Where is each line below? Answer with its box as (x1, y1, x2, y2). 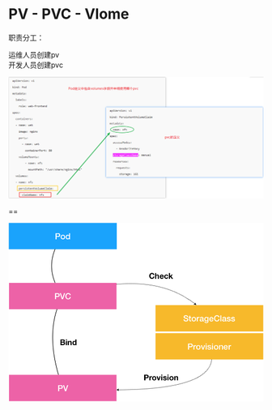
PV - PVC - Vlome (8, 5, 130, 23)
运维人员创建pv (8, 49, 60, 59)
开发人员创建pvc (8, 60, 63, 70)
